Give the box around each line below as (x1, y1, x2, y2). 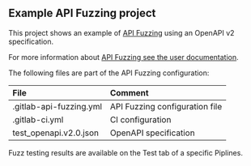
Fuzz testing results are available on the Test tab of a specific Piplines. (8, 147, 243, 157)
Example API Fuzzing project (8, 6, 156, 20)
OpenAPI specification (109, 127, 196, 138)
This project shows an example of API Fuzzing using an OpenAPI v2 (8, 28, 235, 37)
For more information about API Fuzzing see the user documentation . (8, 52, 239, 62)
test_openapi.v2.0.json (12, 127, 100, 138)
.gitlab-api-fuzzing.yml (12, 100, 103, 112)
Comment (109, 87, 149, 98)
